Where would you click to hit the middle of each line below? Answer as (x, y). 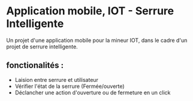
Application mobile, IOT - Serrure (90, 11)
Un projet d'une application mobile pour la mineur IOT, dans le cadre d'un (97, 40)
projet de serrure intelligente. (42, 47)
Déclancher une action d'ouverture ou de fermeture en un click (93, 92)
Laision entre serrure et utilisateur (57, 79)
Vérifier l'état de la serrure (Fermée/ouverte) (70, 86)
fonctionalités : (35, 65)
